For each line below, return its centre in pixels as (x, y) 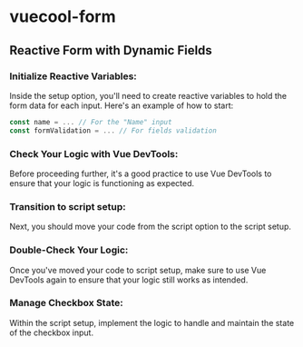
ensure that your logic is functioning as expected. (102, 183)
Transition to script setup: (68, 206)
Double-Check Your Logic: (69, 250)
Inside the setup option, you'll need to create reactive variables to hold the (148, 95)
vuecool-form (63, 17)
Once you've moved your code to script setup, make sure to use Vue (138, 270)
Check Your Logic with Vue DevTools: (94, 154)
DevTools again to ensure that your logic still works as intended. (129, 280)
